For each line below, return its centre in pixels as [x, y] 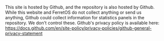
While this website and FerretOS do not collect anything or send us [73, 12]
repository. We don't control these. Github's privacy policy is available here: [82, 23]
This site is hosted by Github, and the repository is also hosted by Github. [80, 7]
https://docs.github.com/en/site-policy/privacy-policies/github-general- [79, 28]
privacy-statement [24, 33]
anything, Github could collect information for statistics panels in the [75, 18]
